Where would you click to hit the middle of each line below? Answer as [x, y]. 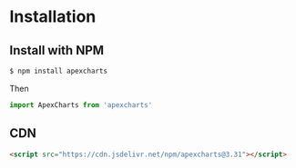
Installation [53, 17]
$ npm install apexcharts [58, 71]
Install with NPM [57, 50]
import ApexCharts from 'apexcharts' [81, 105]
